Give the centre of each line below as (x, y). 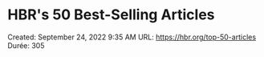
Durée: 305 (26, 45)
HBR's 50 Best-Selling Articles (111, 15)
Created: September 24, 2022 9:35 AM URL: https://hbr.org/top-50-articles (132, 37)
